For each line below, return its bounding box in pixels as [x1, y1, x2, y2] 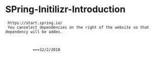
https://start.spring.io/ [7, 20, 63, 25]
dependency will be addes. [5, 29, 63, 34]
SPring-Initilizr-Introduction [5, 4, 126, 15]
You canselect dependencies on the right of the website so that [7, 24, 149, 30]
